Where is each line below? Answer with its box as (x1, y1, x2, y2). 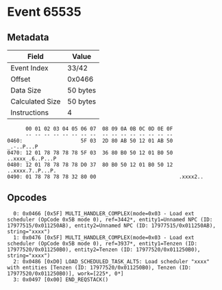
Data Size (10, 86, 42, 95)
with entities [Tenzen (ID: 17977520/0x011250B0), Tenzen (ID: (7, 264, 192, 271)
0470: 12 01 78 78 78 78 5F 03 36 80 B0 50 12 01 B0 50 (7, 149, 173, 156)
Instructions (10, 108, 49, 117)
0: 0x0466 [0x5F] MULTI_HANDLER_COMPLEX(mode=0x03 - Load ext (13, 210, 195, 217)
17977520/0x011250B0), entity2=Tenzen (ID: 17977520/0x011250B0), (7, 246, 201, 253)
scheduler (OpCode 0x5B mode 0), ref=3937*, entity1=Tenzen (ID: (7, 240, 197, 247)
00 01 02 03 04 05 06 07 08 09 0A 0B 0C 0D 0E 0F (25, 125, 173, 132)
